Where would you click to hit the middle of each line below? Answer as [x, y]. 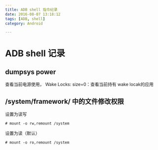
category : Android [24, 23]
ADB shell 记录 [35, 53]
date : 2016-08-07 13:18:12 [33, 14]
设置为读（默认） [22, 133]
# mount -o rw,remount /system [37, 123]
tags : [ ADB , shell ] [25, 19]
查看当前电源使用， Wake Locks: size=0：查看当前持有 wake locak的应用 [79, 85]
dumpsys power [31, 72]
